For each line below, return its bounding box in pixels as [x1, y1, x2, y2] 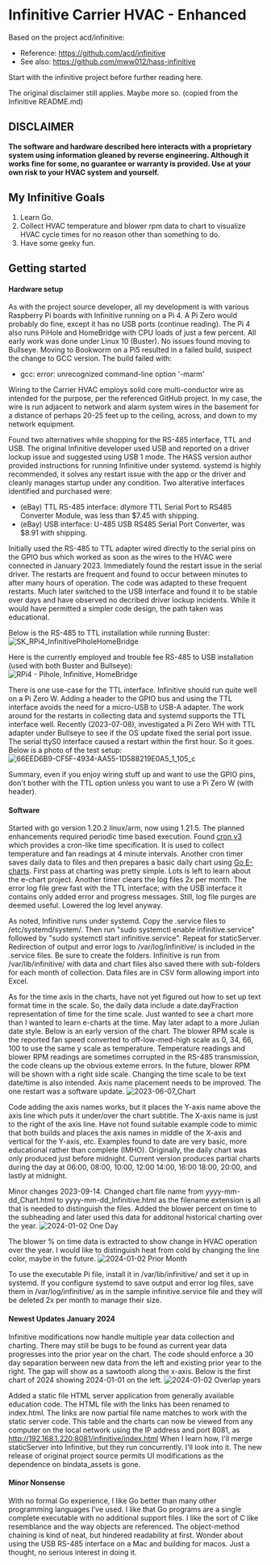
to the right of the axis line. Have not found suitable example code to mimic [8, 1119, 258, 1129]
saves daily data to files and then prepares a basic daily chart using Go [8, 857, 244, 867]
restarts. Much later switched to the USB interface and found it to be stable [8, 586, 258, 596]
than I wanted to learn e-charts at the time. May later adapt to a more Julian [8, 1017, 260, 1028]
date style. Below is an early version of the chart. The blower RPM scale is [8, 1026, 255, 1036]
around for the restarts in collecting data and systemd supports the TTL [8, 711, 246, 721]
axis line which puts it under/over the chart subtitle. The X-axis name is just [8, 1110, 258, 1121]
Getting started [8, 261, 87, 275]
